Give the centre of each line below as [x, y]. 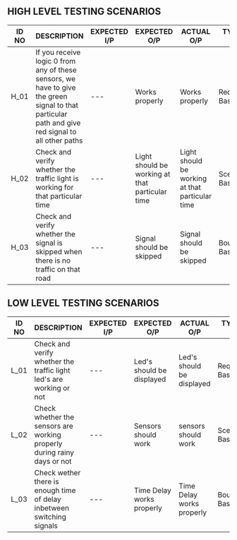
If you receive [58, 52]
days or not [53, 461]
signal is [49, 243]
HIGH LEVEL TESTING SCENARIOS [84, 12]
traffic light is [57, 178]
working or [52, 388]
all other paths [59, 140]
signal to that [57, 105]
